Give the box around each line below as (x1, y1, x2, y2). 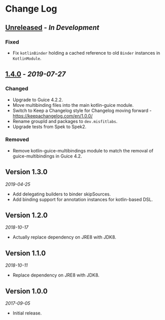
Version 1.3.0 (5, 168, 48, 176)
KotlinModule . (12, 55, 42, 61)
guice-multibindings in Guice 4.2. (12, 153, 82, 159)
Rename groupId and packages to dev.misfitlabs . (12, 118, 118, 124)
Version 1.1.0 (5, 249, 46, 257)
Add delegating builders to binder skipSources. (12, 191, 111, 197)
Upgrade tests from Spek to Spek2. (12, 124, 87, 130)
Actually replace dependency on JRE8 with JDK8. (12, 234, 116, 241)
